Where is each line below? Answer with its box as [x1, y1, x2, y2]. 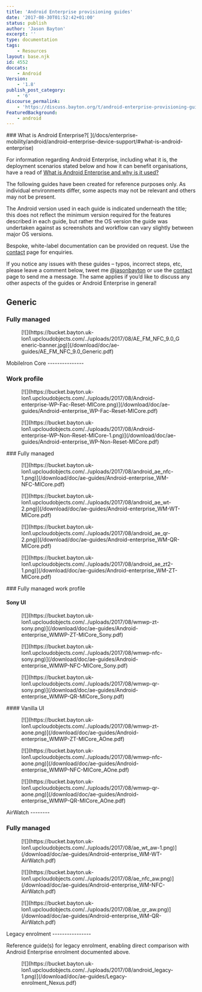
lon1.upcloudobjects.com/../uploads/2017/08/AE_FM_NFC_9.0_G [21, 335, 180, 342]
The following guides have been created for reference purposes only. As [6, 181, 186, 188]
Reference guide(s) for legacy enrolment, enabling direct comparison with [6, 941, 189, 949]
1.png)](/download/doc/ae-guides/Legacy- [21, 973, 127, 980]
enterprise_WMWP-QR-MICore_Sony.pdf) [21, 693, 124, 700]
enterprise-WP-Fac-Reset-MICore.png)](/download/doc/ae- [21, 401, 170, 408]
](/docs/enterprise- [90, 132, 138, 139]
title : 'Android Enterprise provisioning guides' [6, 8, 133, 15]
